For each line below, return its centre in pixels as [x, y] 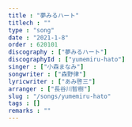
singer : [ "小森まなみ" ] [46, 67]
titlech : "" [30, 23]
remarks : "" [30, 111]
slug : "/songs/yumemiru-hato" [60, 96]
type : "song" [32, 30]
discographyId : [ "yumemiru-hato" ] [67, 60]
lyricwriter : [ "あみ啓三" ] [52, 81]
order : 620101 [33, 45]
